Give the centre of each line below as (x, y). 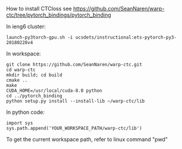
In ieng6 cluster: (26, 27)
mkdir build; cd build (34, 75)
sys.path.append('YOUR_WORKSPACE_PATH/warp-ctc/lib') (74, 128)
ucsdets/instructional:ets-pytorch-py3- (126, 38)
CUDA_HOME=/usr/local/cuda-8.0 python (54, 91)
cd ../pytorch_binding (34, 96)
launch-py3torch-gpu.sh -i (40, 38)
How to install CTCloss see (39, 9)
